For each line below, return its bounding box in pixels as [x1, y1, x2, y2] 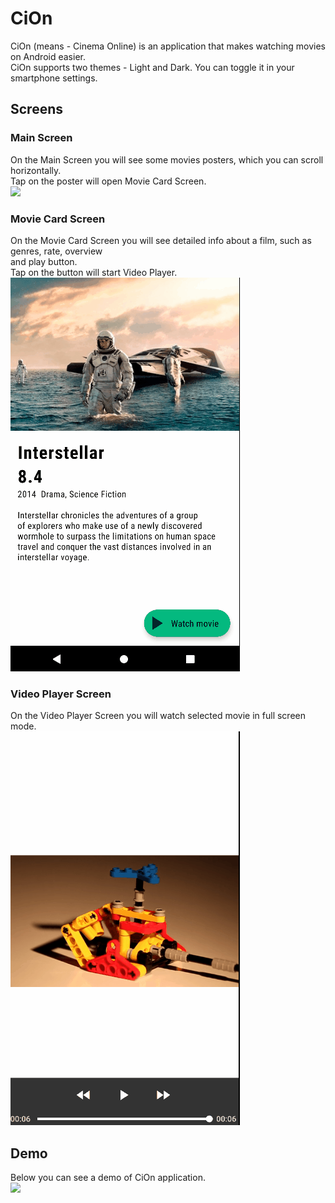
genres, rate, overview [10, 245, 103, 257]
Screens [10, 101, 63, 118]
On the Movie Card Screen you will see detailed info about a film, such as [10, 234, 312, 246]
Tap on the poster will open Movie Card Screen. [10, 175, 207, 187]
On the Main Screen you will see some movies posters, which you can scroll [10, 153, 324, 166]
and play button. [10, 255, 78, 267]
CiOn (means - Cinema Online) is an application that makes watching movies [10, 40, 327, 52]
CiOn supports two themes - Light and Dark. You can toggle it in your [10, 61, 295, 73]
